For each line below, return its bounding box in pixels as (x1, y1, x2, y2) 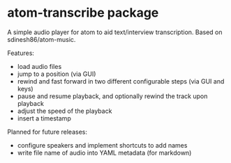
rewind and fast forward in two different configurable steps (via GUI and (17, 77, 225, 85)
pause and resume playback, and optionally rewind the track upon (17, 92, 208, 100)
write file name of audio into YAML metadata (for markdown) (17, 148, 192, 157)
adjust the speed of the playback (17, 107, 112, 115)
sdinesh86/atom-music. (7, 35, 76, 43)
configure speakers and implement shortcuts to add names (17, 141, 188, 149)
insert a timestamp (17, 114, 71, 123)
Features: (7, 49, 35, 57)
